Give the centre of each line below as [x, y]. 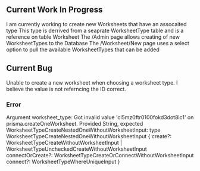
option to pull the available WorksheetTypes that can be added [83, 49]
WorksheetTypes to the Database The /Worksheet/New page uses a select [98, 43]
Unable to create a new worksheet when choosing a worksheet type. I [92, 82]
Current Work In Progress [54, 10]
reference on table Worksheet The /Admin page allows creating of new [93, 37]
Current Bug [29, 68]
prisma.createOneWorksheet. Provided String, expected [75, 123]
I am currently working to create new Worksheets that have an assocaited [96, 24]
